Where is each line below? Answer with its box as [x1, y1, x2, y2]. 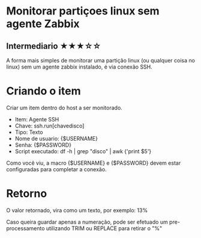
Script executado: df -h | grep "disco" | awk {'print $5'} [14, 147, 152, 154]
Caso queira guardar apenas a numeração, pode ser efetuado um [6, 218, 168, 225]
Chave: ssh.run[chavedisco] [14, 122, 85, 129]
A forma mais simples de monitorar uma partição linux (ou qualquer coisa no [6, 57, 195, 64]
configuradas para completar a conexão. [6, 165, 107, 172]
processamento [6, 224, 45, 232]
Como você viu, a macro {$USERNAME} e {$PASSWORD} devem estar [6, 159, 181, 166]
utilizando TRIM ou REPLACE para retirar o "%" [46, 224, 163, 232]
